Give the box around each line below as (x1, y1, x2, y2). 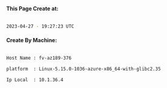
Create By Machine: (6, 36, 57, 43)
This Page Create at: (6, 5, 59, 12)
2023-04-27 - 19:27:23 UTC (6, 24, 74, 30)
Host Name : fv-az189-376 (6, 55, 71, 61)
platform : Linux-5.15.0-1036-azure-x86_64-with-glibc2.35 (6, 66, 162, 72)
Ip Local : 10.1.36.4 (6, 77, 64, 83)
